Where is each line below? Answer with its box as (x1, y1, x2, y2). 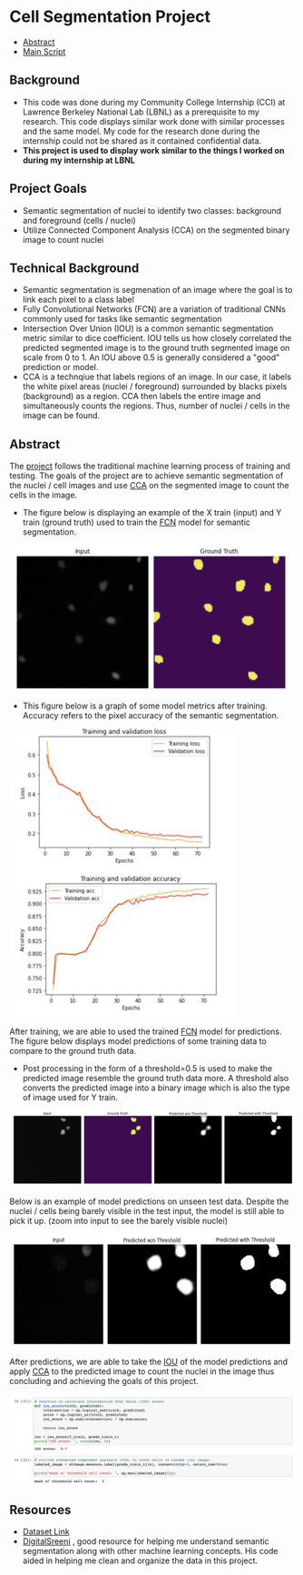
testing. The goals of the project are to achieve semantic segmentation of (9, 470, 284, 481)
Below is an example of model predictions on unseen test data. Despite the (9, 1196, 289, 1207)
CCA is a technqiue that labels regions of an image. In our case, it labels (22, 371, 292, 383)
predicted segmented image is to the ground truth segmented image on (22, 343, 290, 354)
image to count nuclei (22, 234, 104, 245)
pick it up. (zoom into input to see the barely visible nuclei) (9, 1216, 229, 1227)
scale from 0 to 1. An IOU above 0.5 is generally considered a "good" (22, 352, 280, 363)
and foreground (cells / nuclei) (22, 215, 136, 226)
